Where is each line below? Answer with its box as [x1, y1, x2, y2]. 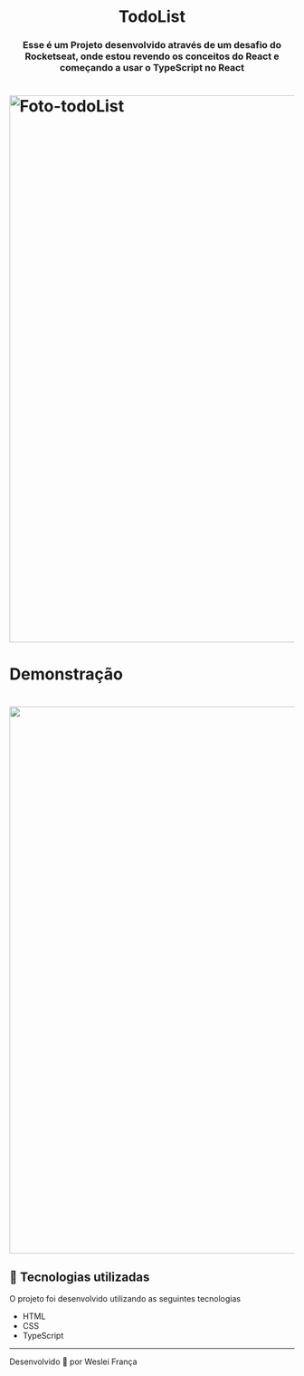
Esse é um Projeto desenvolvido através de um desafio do [22, 39, 282, 52]
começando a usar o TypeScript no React [60, 62, 244, 74]
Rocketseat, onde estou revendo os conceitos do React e [24, 50, 280, 63]
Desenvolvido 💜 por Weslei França [9, 1356, 138, 1367]
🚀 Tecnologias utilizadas [9, 1270, 150, 1285]
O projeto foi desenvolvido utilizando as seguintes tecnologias [9, 1293, 242, 1304]
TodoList [119, 6, 185, 27]
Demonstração [9, 664, 124, 685]
